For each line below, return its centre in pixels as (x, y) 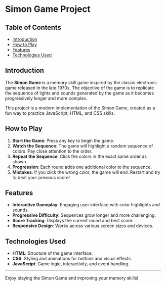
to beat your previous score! (41, 177)
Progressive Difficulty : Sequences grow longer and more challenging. (84, 215)
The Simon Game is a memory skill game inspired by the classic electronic (81, 82)
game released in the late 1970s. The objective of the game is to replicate (80, 88)
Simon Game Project (48, 9)
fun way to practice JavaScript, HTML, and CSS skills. (60, 113)
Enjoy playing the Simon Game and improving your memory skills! (72, 278)
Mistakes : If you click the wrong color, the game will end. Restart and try (86, 172)
